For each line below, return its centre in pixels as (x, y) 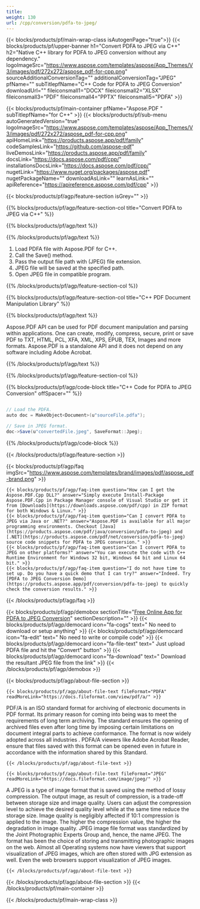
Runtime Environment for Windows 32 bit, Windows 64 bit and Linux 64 (96, 558)
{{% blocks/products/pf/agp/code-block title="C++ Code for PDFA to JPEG (99, 387)
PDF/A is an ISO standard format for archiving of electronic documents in (96, 708)
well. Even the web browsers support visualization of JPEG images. (89, 860)
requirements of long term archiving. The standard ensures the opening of (98, 720)
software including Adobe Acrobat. (49, 353)
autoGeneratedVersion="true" (43, 121)
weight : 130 (21, 17)
